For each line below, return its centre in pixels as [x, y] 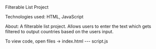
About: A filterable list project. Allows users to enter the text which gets [78, 26]
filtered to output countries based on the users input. [59, 31]
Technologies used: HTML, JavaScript [44, 17]
